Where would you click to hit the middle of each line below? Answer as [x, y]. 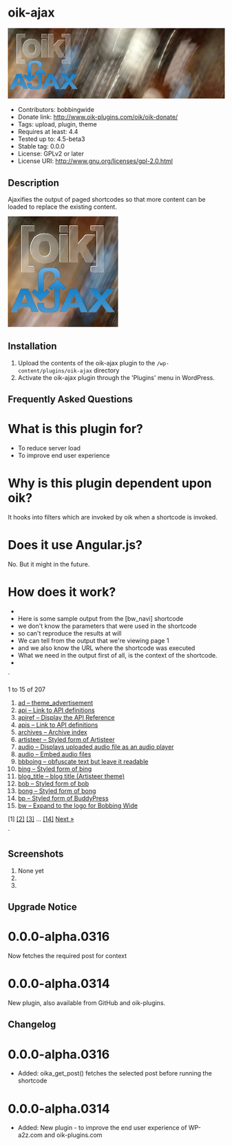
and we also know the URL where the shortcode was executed [106, 648]
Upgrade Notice [43, 907]
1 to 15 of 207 [27, 689]
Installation [32, 346]
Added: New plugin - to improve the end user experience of [102, 1128]
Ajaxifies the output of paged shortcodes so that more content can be [107, 199]
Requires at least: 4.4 [48, 132]
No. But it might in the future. [49, 564]
